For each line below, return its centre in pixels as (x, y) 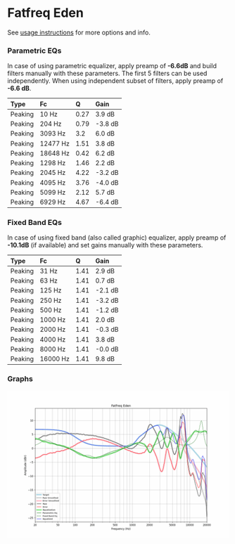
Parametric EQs (34, 51)
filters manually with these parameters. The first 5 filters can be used (107, 73)
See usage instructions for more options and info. (79, 32)
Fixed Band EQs (34, 222)
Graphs (20, 379)
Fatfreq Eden (46, 13)
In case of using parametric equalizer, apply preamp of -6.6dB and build (112, 66)
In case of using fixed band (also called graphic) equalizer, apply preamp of (117, 238)
